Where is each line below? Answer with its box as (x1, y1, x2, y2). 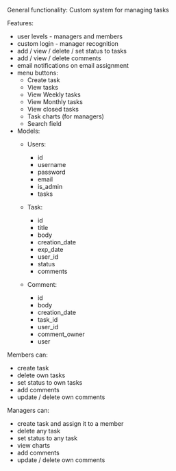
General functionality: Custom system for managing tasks (7, 6, 169, 14)
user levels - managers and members (16, 32, 123, 40)
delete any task (16, 427, 60, 435)
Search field (27, 120, 62, 127)
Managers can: (7, 407, 50, 414)
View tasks (27, 84, 58, 91)
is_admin (37, 183, 63, 190)
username (37, 161, 66, 168)
